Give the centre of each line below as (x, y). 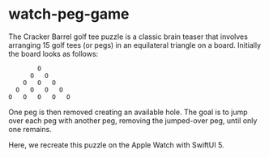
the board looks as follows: (53, 53)
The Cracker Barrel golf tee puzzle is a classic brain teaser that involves (128, 36)
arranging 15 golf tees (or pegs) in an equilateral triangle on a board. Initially (135, 45)
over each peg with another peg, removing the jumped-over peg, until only (133, 120)
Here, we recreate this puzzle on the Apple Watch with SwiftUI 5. (116, 145)
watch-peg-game (69, 14)
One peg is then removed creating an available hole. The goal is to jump (128, 112)
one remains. (30, 129)
